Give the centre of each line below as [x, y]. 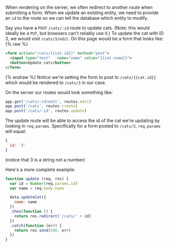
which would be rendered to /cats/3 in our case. [56, 83]
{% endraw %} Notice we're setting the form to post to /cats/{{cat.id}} [81, 77]
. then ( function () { [31, 212]
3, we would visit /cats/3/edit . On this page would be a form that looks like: [84, 38]
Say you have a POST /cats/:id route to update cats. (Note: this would [77, 28]
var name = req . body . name [37, 188]
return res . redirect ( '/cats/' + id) [53, 216]
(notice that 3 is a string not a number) [45, 159]
